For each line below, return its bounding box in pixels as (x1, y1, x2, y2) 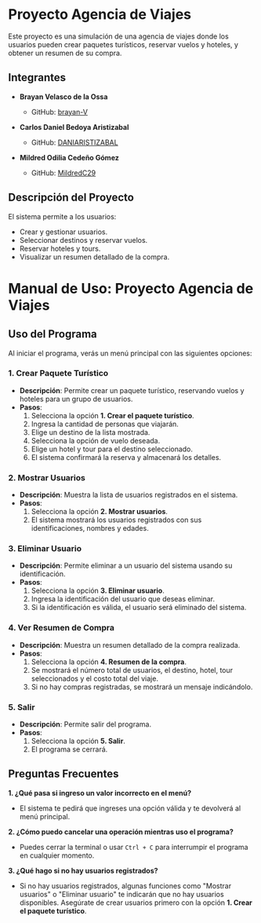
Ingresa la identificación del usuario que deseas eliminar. (31, 594, 216, 604)
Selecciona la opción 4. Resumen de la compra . (31, 656, 187, 666)
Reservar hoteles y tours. (19, 244, 101, 253)
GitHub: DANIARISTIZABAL (31, 138, 119, 147)
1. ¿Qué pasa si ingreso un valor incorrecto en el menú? (8, 788, 192, 797)
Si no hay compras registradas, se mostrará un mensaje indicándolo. (31, 682, 253, 691)
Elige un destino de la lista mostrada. (31, 427, 150, 437)
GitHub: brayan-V (31, 107, 89, 116)
